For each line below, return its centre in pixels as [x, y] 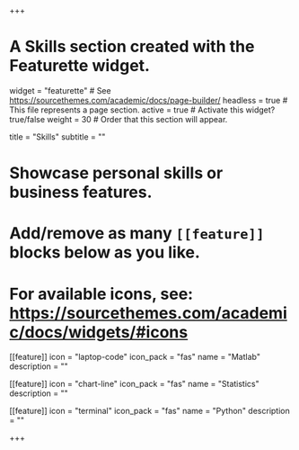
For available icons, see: [101, 294]
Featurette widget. [80, 66]
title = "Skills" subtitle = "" [57, 137]
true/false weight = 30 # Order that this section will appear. [119, 119]
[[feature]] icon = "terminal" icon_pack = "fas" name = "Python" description [149, 411]
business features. [81, 192]
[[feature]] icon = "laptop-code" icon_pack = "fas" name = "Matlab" [135, 357]
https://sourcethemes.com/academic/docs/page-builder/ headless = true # [149, 100]
